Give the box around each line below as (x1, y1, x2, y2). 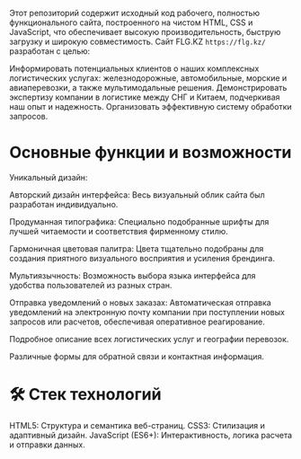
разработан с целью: (9, 46, 91, 57)
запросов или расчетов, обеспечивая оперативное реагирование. (9, 316, 265, 327)
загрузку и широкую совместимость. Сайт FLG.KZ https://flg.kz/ (9, 36, 267, 47)
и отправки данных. (9, 439, 85, 450)
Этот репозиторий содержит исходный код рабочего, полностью (9, 8, 261, 18)
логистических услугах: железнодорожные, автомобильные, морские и (9, 73, 288, 84)
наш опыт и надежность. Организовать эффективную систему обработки (9, 102, 292, 111)
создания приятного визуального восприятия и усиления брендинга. (9, 252, 276, 263)
